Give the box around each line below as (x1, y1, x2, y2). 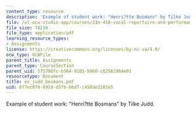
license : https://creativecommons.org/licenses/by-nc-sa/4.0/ (6, 47, 160, 52)
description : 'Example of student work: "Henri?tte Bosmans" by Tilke (6, 14, 181, 20)
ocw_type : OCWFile (6, 52, 51, 58)
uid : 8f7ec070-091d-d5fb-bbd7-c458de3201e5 (6, 84, 114, 90)
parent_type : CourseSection (6, 62, 75, 69)
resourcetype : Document (6, 73, 64, 79)
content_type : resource (6, 8, 64, 15)
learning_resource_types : (6, 36, 69, 41)
